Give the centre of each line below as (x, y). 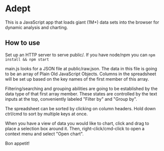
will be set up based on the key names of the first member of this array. (77, 79)
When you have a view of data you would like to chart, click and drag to (77, 123)
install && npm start (27, 60)
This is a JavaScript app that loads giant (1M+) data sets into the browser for (82, 22)
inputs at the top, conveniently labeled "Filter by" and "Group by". (71, 99)
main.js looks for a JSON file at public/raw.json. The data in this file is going (81, 68)
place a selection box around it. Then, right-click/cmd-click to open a (75, 128)
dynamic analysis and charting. (36, 27)
